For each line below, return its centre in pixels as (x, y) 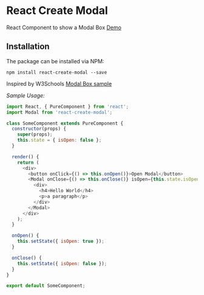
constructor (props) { (39, 129)
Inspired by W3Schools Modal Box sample (59, 83)
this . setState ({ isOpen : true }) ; (61, 241)
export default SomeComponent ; (46, 286)
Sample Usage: (25, 95)
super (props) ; (35, 134)
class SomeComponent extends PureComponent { (65, 123)
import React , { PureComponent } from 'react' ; (68, 106)
